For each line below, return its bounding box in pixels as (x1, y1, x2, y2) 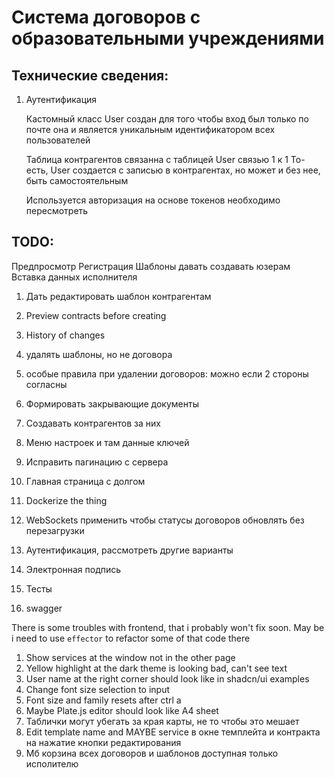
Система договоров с (11, 6, 201, 29)
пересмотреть (25, 205, 89, 216)
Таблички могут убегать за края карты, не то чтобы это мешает (25, 715, 300, 727)
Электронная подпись (25, 563, 122, 575)
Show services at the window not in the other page (25, 651, 236, 663)
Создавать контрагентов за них (25, 417, 161, 429)
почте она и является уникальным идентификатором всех (25, 124, 276, 135)
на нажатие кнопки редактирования (25, 736, 182, 748)
